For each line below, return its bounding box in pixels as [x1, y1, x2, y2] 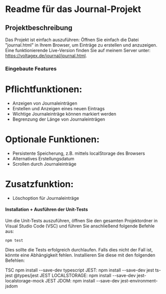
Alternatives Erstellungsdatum [12, 155, 74, 161]
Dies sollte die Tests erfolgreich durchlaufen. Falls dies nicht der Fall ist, [5, 246, 153, 252]
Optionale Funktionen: [5, 134, 100, 145]
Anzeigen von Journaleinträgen [12, 100, 77, 106]
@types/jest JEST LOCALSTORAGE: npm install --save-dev [13, 272, 136, 278]
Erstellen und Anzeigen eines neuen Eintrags [12, 105, 105, 111]
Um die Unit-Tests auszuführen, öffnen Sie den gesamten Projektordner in [5, 217, 158, 223]
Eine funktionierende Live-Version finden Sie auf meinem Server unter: [5, 48, 151, 53]
